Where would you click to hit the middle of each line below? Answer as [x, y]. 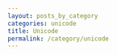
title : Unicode [33, 31]
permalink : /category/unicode [58, 38]
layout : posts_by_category [53, 16]
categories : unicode [42, 23]
